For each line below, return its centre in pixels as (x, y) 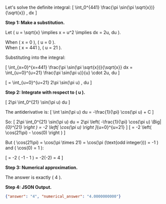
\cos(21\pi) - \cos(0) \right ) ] (35, 132)
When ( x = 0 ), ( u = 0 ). (30, 42)
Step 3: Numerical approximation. (41, 167)
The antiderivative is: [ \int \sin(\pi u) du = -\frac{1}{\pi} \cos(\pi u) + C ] (80, 112)
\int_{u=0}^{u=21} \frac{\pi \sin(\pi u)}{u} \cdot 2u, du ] (63, 73)
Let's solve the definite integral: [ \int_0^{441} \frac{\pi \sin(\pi (70, 7)
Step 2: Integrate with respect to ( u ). (45, 92)
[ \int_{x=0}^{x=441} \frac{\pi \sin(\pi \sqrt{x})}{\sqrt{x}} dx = (69, 67)
